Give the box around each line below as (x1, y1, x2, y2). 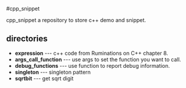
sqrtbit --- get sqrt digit (14, 74, 74, 82)
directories (6, 34, 48, 44)
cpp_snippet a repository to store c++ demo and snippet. (6, 17, 146, 23)
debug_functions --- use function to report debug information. (14, 62, 170, 69)
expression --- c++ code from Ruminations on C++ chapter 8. (14, 49, 169, 56)
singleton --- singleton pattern (14, 68, 91, 76)
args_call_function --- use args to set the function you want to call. (14, 56, 181, 63)
